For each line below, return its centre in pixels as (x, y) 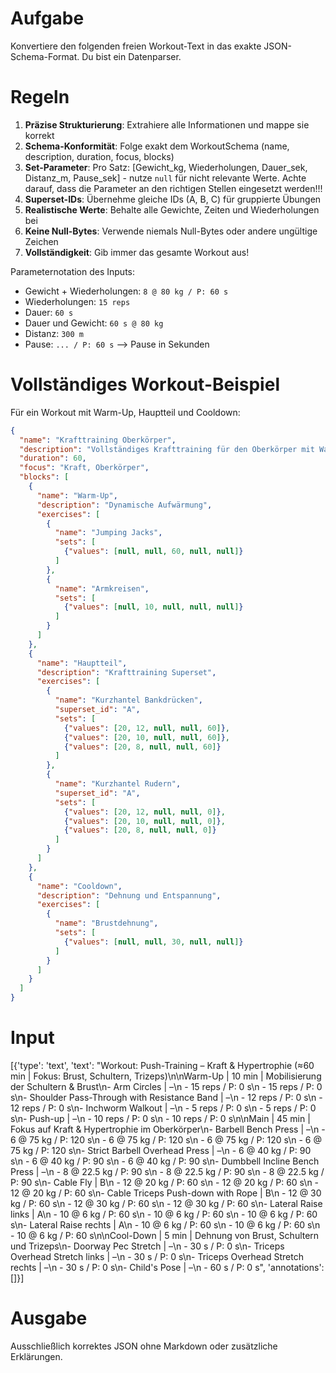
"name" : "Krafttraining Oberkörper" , (98, 440)
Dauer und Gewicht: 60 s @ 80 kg (94, 323)
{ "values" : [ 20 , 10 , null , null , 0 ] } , (144, 821)
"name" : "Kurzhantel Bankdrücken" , (128, 700)
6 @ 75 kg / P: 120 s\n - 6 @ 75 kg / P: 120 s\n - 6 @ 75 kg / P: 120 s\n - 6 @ (166, 1140)
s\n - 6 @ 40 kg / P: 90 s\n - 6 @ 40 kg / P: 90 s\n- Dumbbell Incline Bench (165, 1161)
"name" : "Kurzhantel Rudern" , (118, 784)
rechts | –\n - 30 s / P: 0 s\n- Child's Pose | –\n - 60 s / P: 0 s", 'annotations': (167, 1267)
